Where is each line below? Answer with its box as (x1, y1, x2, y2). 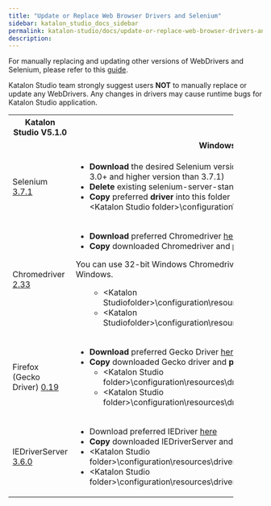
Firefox (12, 362, 39, 373)
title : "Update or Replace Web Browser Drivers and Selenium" (8, 11, 222, 20)
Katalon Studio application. (8, 97, 98, 107)
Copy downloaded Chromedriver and (89, 241, 231, 252)
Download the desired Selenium (89, 161, 211, 172)
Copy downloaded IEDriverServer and (89, 436, 234, 447)
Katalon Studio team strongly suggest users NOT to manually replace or (8, 81, 248, 90)
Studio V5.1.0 (13, 126, 67, 138)
